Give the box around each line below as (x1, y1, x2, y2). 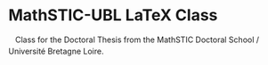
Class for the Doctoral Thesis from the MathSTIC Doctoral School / (15, 34, 260, 45)
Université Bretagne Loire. (8, 46, 104, 56)
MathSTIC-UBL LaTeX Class (8, 5, 218, 25)
